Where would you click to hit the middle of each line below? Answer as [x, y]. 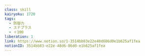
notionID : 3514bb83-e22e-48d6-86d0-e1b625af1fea [55, 46]
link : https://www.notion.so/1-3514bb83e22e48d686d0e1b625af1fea [72, 41]
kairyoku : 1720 [20, 14]
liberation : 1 [19, 37]
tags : [10, 19]
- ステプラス [20, 28]
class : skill [18, 9]
